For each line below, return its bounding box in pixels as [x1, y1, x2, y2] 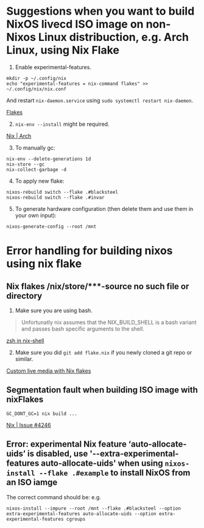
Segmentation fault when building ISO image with [6, 385, 198, 395]
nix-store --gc [6, 161, 45, 167]
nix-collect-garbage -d [6, 166, 67, 172]
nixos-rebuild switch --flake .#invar [6, 194, 105, 200]
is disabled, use [27, 449, 88, 459]
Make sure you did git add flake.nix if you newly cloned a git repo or [15, 348, 192, 356]
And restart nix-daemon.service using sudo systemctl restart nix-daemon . [6, 97, 194, 104]
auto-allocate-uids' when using [40, 458, 163, 469]
